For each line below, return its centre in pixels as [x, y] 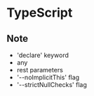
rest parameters [40, 70]
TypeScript [40, 13]
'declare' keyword [43, 55]
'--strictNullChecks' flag [52, 85]
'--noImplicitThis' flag [48, 77]
